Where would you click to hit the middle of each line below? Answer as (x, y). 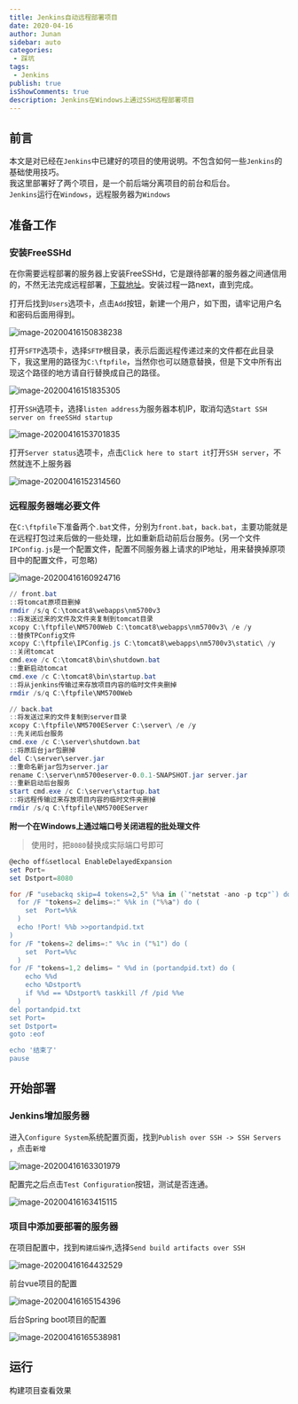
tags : (19, 67)
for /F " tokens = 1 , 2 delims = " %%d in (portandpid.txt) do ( (123, 969)
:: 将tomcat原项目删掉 (45, 603)
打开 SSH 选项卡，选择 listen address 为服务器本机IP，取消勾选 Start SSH (138, 408)
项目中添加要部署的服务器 (64, 1227)
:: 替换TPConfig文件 (43, 635)
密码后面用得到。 (48, 314)
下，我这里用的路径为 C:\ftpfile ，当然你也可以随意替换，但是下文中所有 (142, 361)
